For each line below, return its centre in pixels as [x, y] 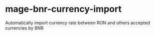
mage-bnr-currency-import [64, 9]
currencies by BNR [24, 28]
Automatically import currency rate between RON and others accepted [78, 23]
